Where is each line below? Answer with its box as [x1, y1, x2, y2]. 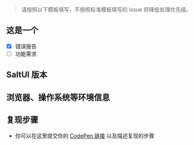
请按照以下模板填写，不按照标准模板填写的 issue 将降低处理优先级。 [21, 6, 192, 13]
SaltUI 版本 [6, 70, 47, 80]
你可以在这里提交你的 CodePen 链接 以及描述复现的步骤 [15, 132, 155, 139]
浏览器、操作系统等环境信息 [6, 92, 110, 103]
